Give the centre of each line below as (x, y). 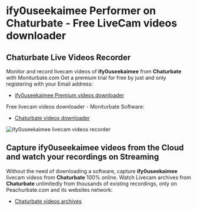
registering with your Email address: (50, 84)
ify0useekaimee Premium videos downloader (69, 95)
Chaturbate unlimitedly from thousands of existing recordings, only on (92, 184)
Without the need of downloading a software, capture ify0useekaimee (92, 171)
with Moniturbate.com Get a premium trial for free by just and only (86, 78)
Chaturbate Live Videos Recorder (69, 57)
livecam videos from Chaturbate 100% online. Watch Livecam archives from (98, 177)
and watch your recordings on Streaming (83, 157)
